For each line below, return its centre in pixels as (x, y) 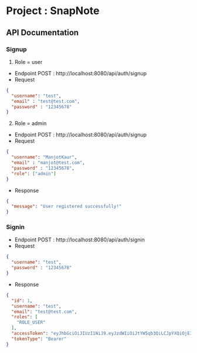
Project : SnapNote (53, 11)
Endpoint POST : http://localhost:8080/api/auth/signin (79, 240)
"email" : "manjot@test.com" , (48, 163)
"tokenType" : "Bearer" (39, 339)
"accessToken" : (30, 334)
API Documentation (43, 33)
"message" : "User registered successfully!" (67, 207)
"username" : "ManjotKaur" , (44, 157)
